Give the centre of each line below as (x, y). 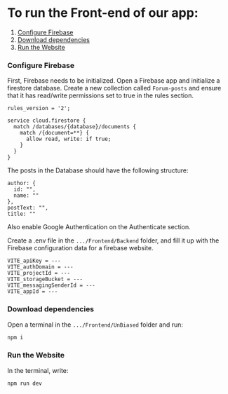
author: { (22, 184)
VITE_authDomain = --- (40, 267)
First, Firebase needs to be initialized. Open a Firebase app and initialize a (114, 81)
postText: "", (28, 208)
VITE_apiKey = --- (34, 261)
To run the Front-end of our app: (103, 13)
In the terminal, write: (38, 370)
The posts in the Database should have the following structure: (98, 170)
